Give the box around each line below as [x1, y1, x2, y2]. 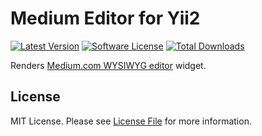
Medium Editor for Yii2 [10, 7, 201, 30]
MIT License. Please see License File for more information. [10, 115, 252, 127]
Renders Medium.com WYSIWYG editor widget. [10, 59, 207, 71]
